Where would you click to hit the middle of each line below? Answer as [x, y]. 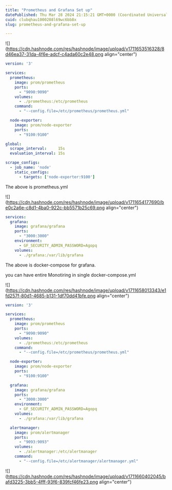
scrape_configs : [23, 163]
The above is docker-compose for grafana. [51, 265]
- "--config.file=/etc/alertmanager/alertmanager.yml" [79, 461]
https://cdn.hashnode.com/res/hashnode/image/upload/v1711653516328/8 [86, 49]
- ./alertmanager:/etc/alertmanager [58, 452]
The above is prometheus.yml [37, 187]
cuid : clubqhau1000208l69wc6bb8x [41, 19]
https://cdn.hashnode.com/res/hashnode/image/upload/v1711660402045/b [87, 476]
